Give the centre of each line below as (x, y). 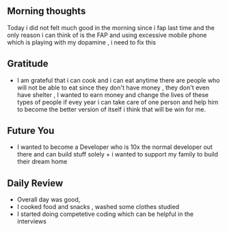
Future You (31, 131)
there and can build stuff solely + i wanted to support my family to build (118, 154)
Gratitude (28, 64)
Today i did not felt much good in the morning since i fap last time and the (111, 27)
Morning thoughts (46, 11)
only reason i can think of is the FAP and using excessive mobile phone (107, 35)
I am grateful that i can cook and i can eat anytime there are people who (118, 80)
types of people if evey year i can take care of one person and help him (118, 102)
